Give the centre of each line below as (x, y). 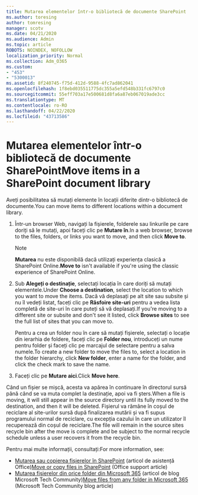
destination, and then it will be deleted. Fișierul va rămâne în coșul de (90, 406)
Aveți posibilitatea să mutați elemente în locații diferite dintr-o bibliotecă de (97, 200)
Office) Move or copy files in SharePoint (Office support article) (91, 467)
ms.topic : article (29, 45)
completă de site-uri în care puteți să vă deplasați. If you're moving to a (101, 309)
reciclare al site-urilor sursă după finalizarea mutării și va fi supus (86, 413)
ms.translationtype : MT (35, 100)
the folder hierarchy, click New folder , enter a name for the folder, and (100, 358)
